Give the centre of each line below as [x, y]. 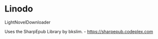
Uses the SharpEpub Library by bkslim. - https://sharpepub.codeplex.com [79, 31]
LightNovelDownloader [28, 22]
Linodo [19, 9]
